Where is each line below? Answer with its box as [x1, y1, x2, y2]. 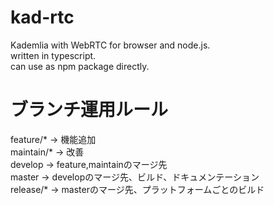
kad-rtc [10, 6, 75, 29]
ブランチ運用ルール [10, 99, 169, 121]
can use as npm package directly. [10, 60, 150, 72]
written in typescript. [10, 49, 97, 61]
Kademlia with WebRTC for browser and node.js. [10, 39, 211, 51]
